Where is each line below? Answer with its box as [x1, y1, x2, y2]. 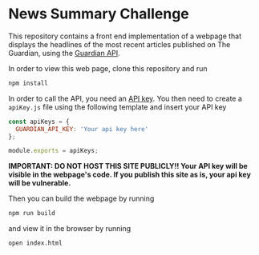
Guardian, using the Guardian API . [8, 48, 120, 58]
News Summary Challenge [8, 5, 190, 23]
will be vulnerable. [8, 178, 71, 188]
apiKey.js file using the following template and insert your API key [8, 102, 227, 112]
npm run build [8, 209, 56, 217]
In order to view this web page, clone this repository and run [8, 63, 208, 73]
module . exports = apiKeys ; [8, 147, 99, 155]
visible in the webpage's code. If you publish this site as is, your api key [8, 169, 251, 180]
